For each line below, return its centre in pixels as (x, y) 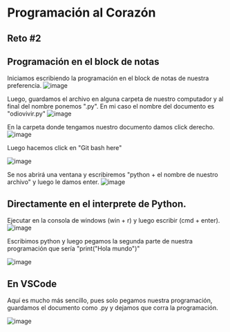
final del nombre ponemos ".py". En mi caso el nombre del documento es (111, 107)
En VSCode (32, 284)
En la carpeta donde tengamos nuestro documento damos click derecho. (111, 127)
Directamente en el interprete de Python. (97, 204)
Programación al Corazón (82, 13)
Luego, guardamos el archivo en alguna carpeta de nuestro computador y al (115, 99)
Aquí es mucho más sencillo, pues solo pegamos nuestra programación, (110, 301)
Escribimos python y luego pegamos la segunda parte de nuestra (100, 241)
